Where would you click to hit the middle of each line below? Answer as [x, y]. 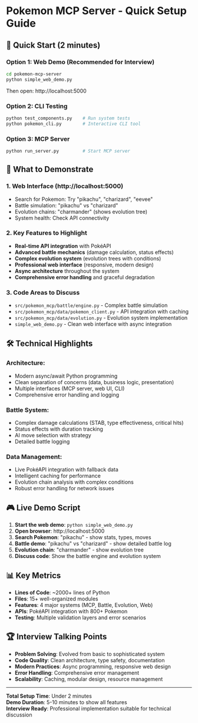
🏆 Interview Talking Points [57, 637]
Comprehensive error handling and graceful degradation [85, 277]
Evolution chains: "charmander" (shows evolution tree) [81, 212]
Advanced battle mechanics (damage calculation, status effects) [94, 252]
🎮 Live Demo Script [43, 508]
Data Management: [34, 457]
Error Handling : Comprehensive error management [77, 672]
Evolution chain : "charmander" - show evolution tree [79, 550]
